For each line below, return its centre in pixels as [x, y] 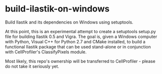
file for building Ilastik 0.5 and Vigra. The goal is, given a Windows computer [81, 37]
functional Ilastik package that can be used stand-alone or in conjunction [78, 47]
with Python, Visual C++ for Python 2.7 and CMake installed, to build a [75, 41]
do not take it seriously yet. [32, 66]
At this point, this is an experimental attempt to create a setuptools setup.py [81, 31]
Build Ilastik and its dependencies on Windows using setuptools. [69, 22]
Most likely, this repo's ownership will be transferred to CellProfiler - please [80, 61]
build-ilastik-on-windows [57, 9]
